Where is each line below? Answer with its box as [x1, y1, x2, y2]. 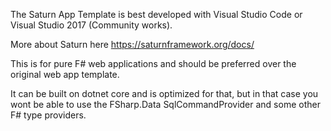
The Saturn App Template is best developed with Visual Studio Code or [10, 9, 303, 20]
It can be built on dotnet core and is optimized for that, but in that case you [10, 88, 319, 99]
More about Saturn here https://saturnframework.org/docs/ [10, 39, 255, 50]
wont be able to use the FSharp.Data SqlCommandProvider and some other [10, 99, 321, 110]
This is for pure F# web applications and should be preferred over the [10, 58, 297, 69]
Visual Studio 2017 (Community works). [10, 19, 173, 31]
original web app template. [10, 69, 120, 80]
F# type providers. [10, 109, 87, 121]
